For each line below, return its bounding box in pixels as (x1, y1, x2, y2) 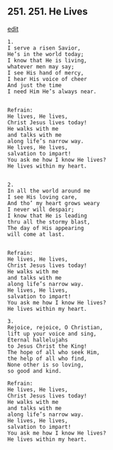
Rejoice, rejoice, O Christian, (7, 324, 103, 331)
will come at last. (7, 231, 65, 238)
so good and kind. (7, 367, 62, 375)
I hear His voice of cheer (7, 75, 87, 82)
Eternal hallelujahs (7, 336, 69, 344)
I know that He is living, (7, 57, 87, 64)
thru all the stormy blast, (7, 218, 91, 226)
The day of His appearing (7, 224, 84, 231)
